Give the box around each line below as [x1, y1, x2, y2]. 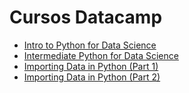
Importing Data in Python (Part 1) [23, 60, 159, 72]
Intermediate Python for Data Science [23, 49, 179, 61]
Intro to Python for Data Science [23, 39, 157, 51]
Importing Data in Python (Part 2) [23, 71, 161, 83]
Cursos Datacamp [9, 6, 163, 29]
